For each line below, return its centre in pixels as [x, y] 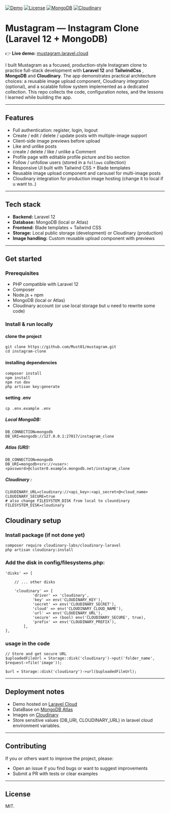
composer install [24, 373]
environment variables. [36, 725]
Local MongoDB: [23, 419]
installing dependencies [31, 362]
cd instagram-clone [26, 352]
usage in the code [28, 644]
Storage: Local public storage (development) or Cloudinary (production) [88, 233]
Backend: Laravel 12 [34, 217]
